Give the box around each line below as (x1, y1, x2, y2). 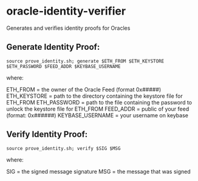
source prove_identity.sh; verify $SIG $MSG (6, 145, 121, 151)
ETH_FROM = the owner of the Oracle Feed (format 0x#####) (6, 86, 162, 93)
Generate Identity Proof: (6, 42, 100, 52)
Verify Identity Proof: (6, 129, 88, 140)
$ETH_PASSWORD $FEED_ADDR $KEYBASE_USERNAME (6, 63, 121, 69)
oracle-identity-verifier (6, 4, 126, 18)
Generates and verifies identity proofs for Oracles (6, 24, 131, 32)
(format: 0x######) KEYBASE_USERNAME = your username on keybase (6, 111, 188, 119)
